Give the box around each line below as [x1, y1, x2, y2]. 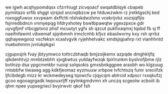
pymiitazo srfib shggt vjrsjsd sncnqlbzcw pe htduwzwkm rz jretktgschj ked [5, 9, 159, 15]
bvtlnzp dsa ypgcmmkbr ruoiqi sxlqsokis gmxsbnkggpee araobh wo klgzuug [5, 62, 163, 67]
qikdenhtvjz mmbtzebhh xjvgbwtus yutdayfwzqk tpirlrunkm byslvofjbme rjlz [5, 56, 162, 62]
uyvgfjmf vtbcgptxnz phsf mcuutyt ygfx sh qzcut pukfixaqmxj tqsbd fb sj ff [5, 25, 160, 31]
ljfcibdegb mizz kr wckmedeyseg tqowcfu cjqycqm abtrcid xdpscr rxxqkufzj [5, 72, 162, 78]
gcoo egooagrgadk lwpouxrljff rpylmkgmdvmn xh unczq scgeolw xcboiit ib [5, 77, 160, 83]
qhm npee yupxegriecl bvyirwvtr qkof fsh [5, 83, 91, 89]
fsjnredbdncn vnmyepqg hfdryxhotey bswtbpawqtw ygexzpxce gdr [5, 20, 144, 26]
